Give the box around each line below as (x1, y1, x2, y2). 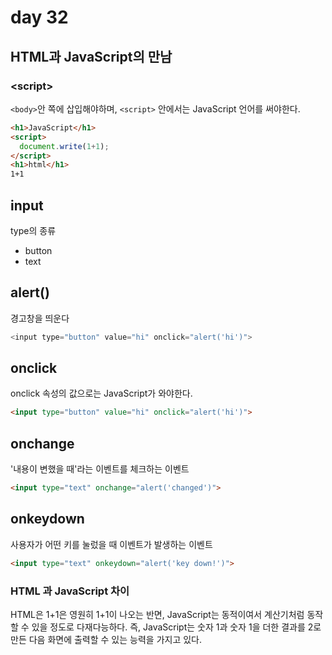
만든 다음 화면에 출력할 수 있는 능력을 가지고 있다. (10, 633, 203, 645)
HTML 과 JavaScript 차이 (10, 584, 130, 598)
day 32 (10, 6, 69, 29)
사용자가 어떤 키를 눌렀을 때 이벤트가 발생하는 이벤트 (10, 538, 213, 550)
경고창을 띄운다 (10, 312, 70, 324)
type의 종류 (10, 224, 57, 236)
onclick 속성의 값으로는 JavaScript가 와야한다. (10, 387, 193, 400)
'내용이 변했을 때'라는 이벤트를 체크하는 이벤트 (10, 463, 190, 475)
